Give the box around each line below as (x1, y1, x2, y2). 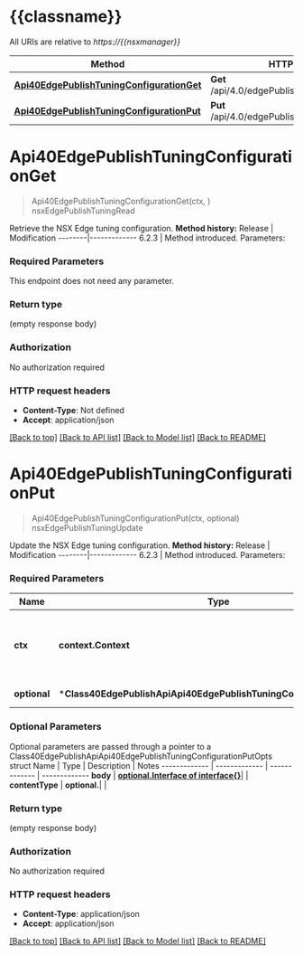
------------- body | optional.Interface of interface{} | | (41, 770, 249, 780)
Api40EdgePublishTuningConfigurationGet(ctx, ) (31, 195, 211, 206)
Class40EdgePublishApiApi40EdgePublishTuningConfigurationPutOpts (9, 751, 273, 761)
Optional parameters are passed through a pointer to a (9, 741, 212, 752)
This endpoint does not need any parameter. (9, 276, 174, 287)
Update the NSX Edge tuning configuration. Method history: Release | (9, 540, 271, 551)
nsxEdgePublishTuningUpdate (31, 523, 143, 533)
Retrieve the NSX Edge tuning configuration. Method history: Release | (9, 222, 274, 233)
